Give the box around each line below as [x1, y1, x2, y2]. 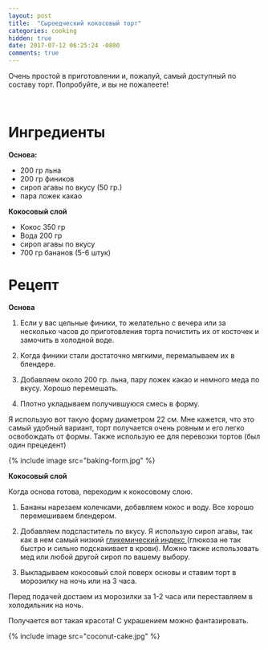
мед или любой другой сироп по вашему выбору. [19, 552, 191, 561]
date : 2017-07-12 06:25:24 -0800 [8, 42, 120, 50]
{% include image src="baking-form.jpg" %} [8, 455, 156, 465]
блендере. [19, 359, 56, 369]
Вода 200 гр [19, 231, 63, 240]
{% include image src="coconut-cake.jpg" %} [8, 631, 160, 641]
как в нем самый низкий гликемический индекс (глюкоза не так [19, 535, 242, 545]
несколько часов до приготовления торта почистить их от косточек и [19, 326, 259, 336]
